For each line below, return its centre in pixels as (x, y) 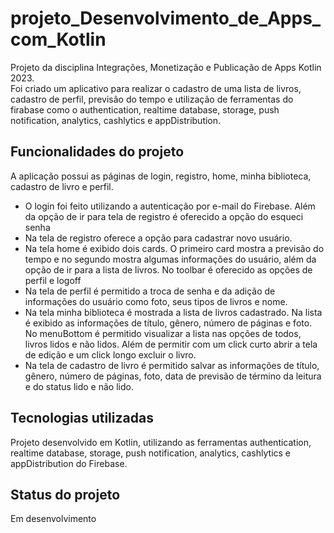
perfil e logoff (53, 280)
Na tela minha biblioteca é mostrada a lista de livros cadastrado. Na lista (173, 312)
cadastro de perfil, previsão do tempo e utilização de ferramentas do (152, 99)
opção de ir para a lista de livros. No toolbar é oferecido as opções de (168, 269)
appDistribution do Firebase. (69, 463)
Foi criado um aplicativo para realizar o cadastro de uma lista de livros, (156, 88)
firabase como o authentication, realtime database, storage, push (145, 109)
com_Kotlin (58, 39)
